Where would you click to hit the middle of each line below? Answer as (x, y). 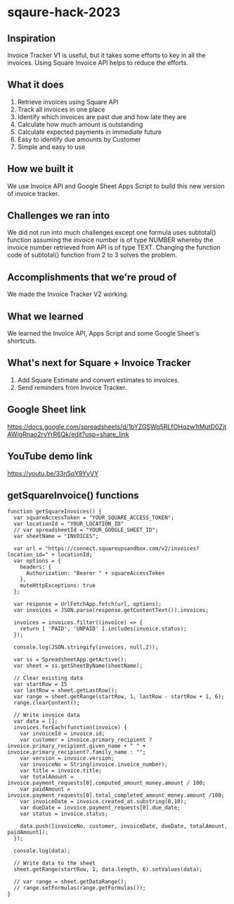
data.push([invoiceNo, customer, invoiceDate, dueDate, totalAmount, (124, 826)
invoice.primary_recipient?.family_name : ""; (77, 752)
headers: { (36, 567)
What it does (36, 85)
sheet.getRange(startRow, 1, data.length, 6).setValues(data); (108, 869)
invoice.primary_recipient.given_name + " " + (77, 746)
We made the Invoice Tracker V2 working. (68, 294)
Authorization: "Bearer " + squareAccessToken (95, 573)
